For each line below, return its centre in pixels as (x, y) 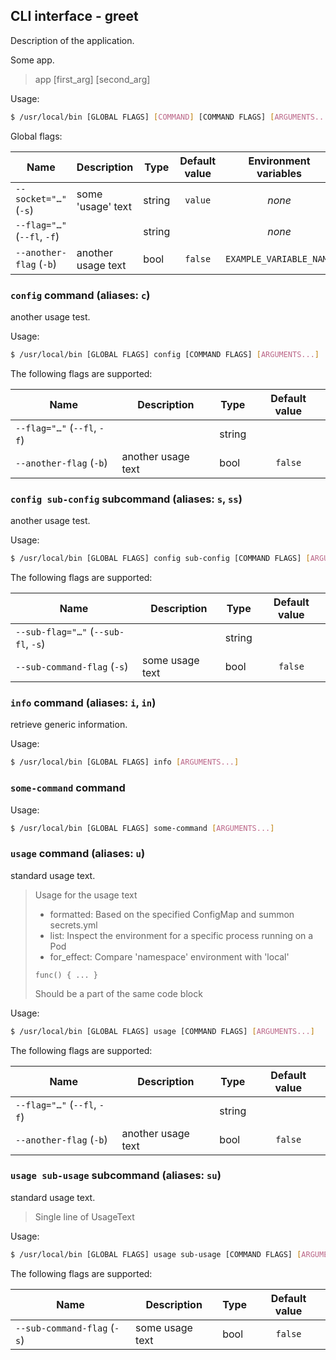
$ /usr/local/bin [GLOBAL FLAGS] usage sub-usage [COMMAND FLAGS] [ (156, 1254)
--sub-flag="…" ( (55, 632)
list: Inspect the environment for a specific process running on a (181, 935)
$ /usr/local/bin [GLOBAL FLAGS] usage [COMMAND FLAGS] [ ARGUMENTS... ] (162, 1031)
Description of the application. (72, 40)
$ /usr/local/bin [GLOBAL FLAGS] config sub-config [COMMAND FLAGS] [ (160, 559)
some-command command (68, 788)
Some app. (32, 60)
